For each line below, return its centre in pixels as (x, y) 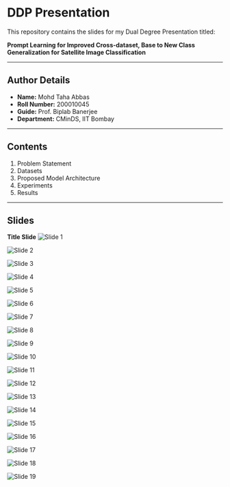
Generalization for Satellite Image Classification (76, 52)
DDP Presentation (59, 13)
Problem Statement (44, 163)
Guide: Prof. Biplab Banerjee (57, 111)
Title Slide (22, 237)
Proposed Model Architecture (59, 178)
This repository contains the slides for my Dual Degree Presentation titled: (111, 32)
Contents (27, 147)
